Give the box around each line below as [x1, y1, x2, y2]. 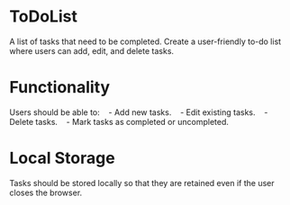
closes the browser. [9, 187, 83, 198]
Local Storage [9, 148, 115, 168]
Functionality [9, 77, 111, 98]
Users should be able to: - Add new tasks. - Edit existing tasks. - [9, 106, 268, 118]
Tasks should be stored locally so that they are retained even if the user [9, 177, 275, 188]
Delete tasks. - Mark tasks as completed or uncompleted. [9, 116, 230, 127]
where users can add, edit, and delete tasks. [9, 45, 174, 56]
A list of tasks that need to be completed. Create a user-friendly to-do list [9, 36, 282, 47]
